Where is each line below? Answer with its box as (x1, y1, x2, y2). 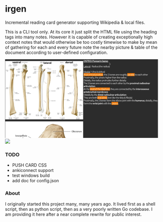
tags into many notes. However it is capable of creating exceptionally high (5, 34, 153, 40)
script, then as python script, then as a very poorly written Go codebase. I (5, 206, 153, 212)
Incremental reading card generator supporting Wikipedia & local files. (5, 19, 146, 25)
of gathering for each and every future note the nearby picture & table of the (5, 44, 158, 50)
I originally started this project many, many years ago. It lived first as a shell (5, 201, 156, 207)
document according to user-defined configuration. (5, 50, 108, 55)
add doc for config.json (12, 178, 59, 184)
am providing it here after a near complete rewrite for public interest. (5, 211, 142, 217)
